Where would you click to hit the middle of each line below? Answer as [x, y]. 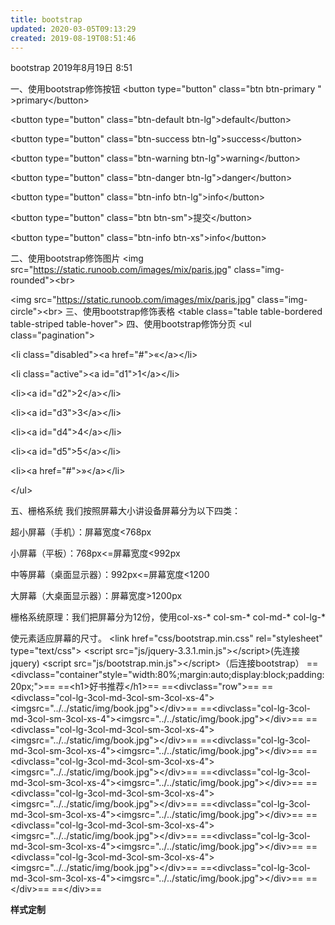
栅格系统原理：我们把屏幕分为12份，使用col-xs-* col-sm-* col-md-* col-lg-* [168, 617]
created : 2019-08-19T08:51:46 [73, 38]
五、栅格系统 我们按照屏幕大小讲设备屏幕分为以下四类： [125, 511]
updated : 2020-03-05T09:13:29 [73, 29]
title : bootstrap [46, 19]
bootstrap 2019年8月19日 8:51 [71, 68]
